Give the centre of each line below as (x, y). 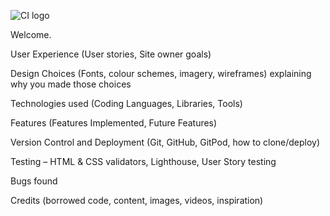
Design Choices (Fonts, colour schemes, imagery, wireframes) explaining (161, 73)
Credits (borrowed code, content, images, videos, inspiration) (137, 200)
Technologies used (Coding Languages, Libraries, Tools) (126, 103)
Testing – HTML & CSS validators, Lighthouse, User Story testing (143, 161)
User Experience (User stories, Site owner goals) (111, 54)
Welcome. (31, 34)
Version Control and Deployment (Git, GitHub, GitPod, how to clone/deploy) (165, 142)
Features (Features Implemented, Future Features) (114, 123)
